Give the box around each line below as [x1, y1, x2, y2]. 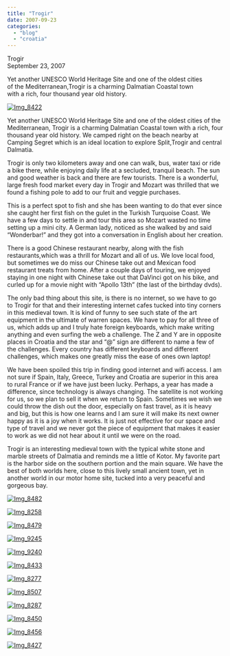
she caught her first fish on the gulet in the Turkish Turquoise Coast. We [7, 209, 211, 217]
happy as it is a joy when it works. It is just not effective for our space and [7, 417, 216, 425]
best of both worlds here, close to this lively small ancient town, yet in [7, 467, 205, 475]
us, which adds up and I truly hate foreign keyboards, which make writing [7, 323, 215, 331]
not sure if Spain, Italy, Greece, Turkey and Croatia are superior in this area [7, 373, 218, 382]
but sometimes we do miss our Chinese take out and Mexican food [7, 259, 196, 267]
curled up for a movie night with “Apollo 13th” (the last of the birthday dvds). [7, 281, 222, 289]
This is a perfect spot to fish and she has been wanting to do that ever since [7, 201, 222, 210]
